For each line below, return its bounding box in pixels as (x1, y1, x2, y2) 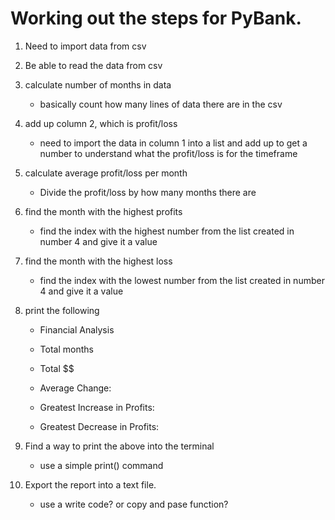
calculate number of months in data (24, 78, 172, 91)
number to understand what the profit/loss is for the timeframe (39, 147, 298, 159)
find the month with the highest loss (24, 255, 173, 267)
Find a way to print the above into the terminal (24, 440, 215, 452)
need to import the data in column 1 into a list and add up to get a (39, 137, 308, 149)
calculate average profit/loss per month (24, 167, 188, 179)
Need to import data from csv (24, 40, 147, 52)
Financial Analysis (39, 323, 115, 336)
